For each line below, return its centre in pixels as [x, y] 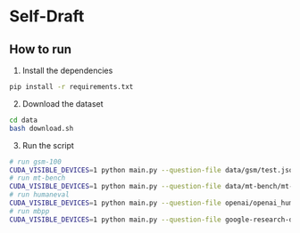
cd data [24, 120]
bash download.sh [42, 128]
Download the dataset [63, 103]
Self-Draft [47, 16]
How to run [41, 49]
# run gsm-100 [36, 162]
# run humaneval [39, 195]
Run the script [48, 145]
